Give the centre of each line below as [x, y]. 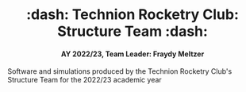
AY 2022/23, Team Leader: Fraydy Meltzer [133, 54]
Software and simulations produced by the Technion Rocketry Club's [120, 71]
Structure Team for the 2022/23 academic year [85, 80]
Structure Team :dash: [133, 31]
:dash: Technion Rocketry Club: [133, 15]
